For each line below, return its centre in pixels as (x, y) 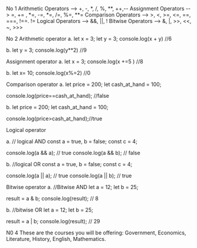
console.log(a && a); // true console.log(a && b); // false (73, 153)
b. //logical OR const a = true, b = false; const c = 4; (69, 164)
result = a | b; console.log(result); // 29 (53, 221)
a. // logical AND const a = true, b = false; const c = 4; (72, 141)
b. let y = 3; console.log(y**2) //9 (47, 50)
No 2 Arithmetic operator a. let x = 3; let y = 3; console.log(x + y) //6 (89, 39)
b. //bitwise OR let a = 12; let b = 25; (50, 210)
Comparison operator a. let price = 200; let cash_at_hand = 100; (84, 84)
